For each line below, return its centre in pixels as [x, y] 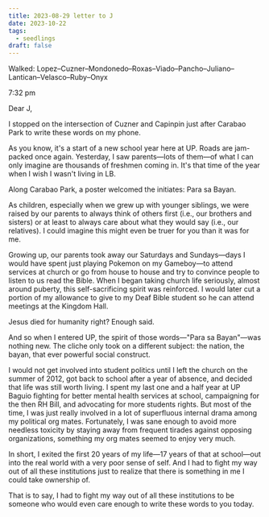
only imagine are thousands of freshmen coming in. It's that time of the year [134, 165]
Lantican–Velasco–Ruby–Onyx [58, 77]
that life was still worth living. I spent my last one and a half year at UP [124, 387]
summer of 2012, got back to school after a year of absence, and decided [130, 378]
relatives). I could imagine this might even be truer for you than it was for [129, 231]
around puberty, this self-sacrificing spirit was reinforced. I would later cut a [134, 289]
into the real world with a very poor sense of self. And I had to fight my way [133, 463]
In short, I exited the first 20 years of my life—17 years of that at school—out [135, 454]
